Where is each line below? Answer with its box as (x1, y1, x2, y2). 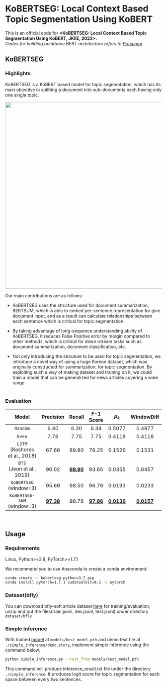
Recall (69, 413, 84, 420)
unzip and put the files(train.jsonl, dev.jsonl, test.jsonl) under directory (5, 608, 149, 614)
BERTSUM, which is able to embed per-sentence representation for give (12, 307, 161, 314)
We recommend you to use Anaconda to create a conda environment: (5, 566, 148, 572)
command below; (5, 647, 41, 653)
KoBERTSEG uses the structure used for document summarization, (12, 302, 149, 308)
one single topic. (5, 92, 39, 98)
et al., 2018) (7, 452, 37, 459)
